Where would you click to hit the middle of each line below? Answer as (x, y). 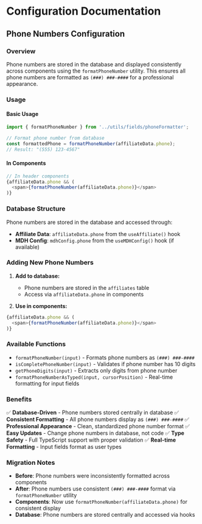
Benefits (19, 399)
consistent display (38, 508)
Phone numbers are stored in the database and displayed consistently (94, 64)
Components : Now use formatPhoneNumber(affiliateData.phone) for (101, 502)
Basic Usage (22, 114)
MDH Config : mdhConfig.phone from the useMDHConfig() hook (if (95, 240)
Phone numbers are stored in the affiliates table (87, 287)
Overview (21, 51)
